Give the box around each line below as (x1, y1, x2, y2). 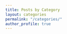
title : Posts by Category (5, 7, 60, 12)
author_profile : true (5, 21, 51, 26)
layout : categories (5, 12, 47, 17)
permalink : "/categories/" (5, 16, 62, 21)
